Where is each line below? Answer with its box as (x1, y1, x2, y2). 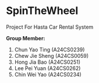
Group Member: (6, 34, 45, 41)
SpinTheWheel (6, 4, 79, 18)
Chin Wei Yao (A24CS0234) (14, 71, 82, 78)
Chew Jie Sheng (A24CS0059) (14, 52, 89, 59)
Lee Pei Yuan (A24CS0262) (14, 64, 81, 71)
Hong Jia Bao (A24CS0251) (14, 58, 80, 65)
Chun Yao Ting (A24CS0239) (14, 46, 85, 53)
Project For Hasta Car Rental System (6, 23, 94, 30)
